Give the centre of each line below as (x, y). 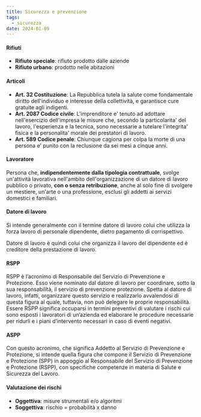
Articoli (16, 81)
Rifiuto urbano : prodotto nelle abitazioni (65, 67)
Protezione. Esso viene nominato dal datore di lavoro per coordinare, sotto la (101, 283)
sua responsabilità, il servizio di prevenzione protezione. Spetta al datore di (99, 289)
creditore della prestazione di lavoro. (52, 250)
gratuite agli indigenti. (42, 107)
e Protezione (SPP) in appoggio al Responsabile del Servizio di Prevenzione (100, 361)
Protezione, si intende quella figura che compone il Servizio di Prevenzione (99, 355)
